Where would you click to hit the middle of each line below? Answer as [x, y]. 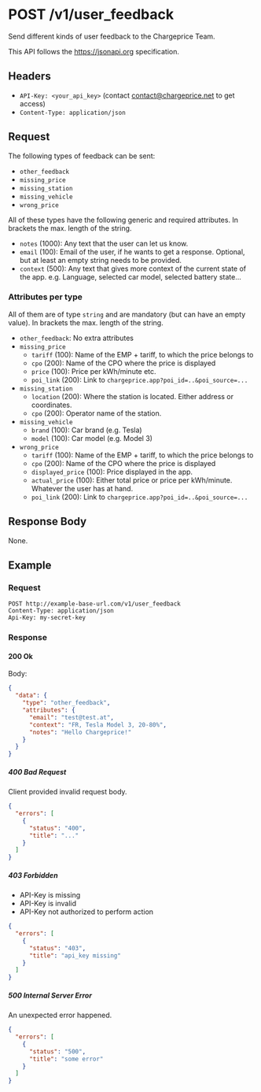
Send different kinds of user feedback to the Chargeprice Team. [112, 36]
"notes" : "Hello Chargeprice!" [80, 732]
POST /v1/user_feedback [91, 15]
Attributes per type [45, 297]
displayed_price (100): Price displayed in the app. [112, 472]
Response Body [48, 522]
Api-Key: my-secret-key [47, 618]
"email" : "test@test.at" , [71, 717]
